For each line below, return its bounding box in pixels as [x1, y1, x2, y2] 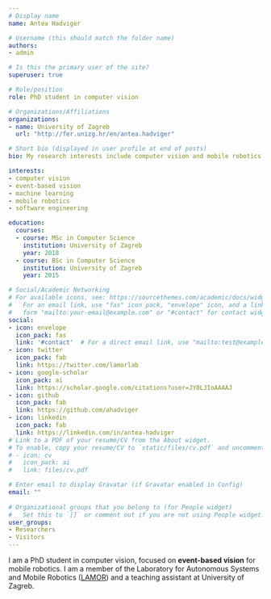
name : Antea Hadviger [8, 19, 81, 27]
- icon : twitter [8, 346, 63, 354]
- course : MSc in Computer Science [15, 234, 135, 242]
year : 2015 [23, 271, 60, 279]
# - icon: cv [8, 451, 52, 459]
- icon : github [8, 391, 60, 400]
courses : [15, 227, 45, 235]
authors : [8, 41, 38, 49]
